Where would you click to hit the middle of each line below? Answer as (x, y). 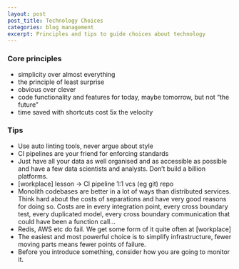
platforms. (33, 176)
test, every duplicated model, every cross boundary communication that (124, 213)
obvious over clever (47, 89)
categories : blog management (51, 27)
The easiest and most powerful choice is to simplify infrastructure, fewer (124, 236)
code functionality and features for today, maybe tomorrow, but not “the (123, 97)
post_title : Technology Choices (55, 21)
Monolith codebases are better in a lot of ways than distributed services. (124, 191)
